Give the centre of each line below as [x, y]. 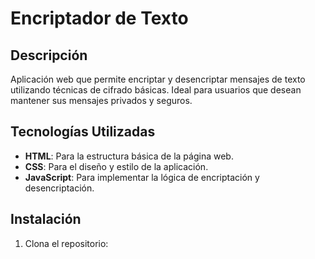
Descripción [49, 55]
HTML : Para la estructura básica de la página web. [129, 156]
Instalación [46, 219]
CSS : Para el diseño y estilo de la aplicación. [116, 166]
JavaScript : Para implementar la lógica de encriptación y [142, 177]
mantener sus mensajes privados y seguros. [101, 100]
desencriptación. [59, 188]
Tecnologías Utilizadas [83, 132]
